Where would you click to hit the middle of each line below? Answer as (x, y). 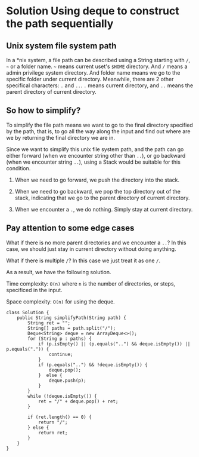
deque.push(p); (67, 381)
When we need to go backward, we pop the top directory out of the (97, 191)
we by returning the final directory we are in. (60, 137)
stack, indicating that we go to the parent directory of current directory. (102, 198)
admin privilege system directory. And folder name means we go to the (93, 73)
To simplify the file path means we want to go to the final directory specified (100, 125)
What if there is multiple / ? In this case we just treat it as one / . (83, 260)
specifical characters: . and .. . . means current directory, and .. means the (100, 85)
